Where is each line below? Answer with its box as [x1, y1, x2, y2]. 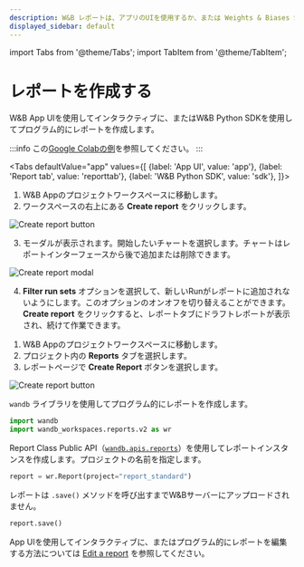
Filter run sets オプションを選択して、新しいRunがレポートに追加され [22, 286, 283, 297]
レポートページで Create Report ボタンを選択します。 [22, 361, 223, 372]
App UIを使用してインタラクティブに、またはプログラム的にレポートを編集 [9, 536, 288, 547]
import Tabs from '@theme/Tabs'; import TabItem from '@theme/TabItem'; [9, 46, 288, 57]
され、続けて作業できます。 [22, 320, 126, 331]
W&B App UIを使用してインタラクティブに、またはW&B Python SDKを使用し [9, 112, 293, 123]
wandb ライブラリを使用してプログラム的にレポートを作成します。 [9, 399, 253, 409]
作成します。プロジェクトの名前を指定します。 [33, 454, 206, 465]
